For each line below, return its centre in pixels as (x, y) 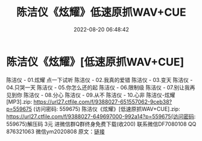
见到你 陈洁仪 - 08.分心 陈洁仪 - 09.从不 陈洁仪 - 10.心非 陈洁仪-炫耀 (91, 95)
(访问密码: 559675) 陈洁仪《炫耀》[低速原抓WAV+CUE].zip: (106, 108)
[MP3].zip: (19, 102)
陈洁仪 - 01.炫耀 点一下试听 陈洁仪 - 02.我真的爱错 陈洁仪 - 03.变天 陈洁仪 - (99, 80)
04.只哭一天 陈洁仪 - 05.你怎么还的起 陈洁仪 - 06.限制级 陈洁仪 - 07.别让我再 (101, 87)
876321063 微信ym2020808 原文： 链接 (55, 131)
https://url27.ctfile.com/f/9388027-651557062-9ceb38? (103, 102)
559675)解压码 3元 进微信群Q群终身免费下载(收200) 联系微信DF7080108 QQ (101, 124)
